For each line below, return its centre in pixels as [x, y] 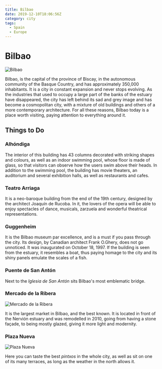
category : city [20, 18]
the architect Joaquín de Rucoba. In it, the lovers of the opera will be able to [81, 203]
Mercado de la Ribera [30, 293]
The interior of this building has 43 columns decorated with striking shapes [80, 155]
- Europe [18, 32]
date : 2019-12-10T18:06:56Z [33, 14]
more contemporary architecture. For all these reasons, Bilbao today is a [77, 110]
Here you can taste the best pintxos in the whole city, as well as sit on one [79, 356]
